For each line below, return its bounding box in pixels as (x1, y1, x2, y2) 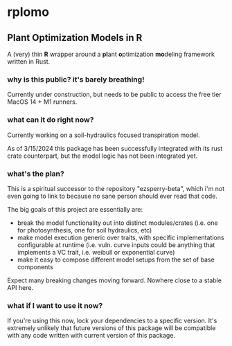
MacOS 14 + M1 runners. (7, 98, 78, 106)
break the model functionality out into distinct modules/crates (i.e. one (17, 219, 218, 227)
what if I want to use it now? (7, 300, 103, 310)
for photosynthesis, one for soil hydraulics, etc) (17, 226, 152, 234)
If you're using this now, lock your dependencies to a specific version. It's (7, 316, 217, 325)
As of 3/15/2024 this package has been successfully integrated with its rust (7, 144, 223, 152)
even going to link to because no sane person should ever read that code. (7, 192, 218, 200)
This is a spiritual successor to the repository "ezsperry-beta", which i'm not (7, 184, 225, 192)
